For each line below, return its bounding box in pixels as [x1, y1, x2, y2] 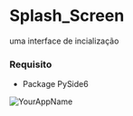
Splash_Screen [9, 5, 125, 26]
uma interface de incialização [9, 35, 119, 46]
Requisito [9, 58, 52, 71]
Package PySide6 [22, 79, 89, 90]
